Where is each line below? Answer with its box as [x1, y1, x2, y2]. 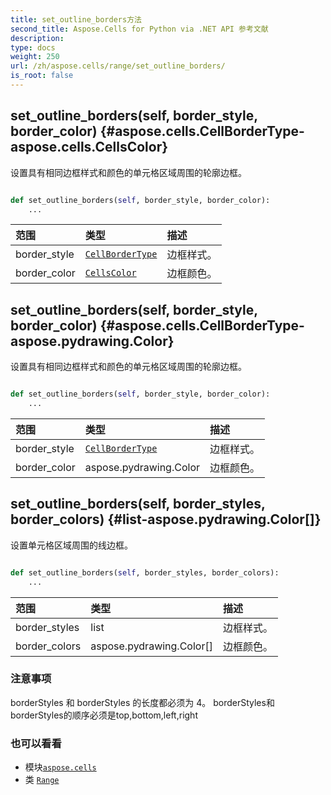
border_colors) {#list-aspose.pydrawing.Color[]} [10, 511, 322, 528]
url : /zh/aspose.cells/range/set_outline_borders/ [10, 61, 226, 71]
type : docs [10, 42, 56, 53]
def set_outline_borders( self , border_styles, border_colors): [10, 567, 280, 578]
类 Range [24, 774, 60, 786]
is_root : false [10, 71, 74, 81]
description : [10, 33, 65, 43]
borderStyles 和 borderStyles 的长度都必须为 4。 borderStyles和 [10, 696, 275, 708]
